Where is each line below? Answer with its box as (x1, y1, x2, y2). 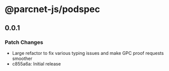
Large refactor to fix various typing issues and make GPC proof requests (12, 50, 164, 56)
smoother (12, 55, 32, 61)
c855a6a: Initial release (12, 60, 61, 66)
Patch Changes (5, 39, 44, 46)
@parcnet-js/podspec (5, 4, 100, 15)
